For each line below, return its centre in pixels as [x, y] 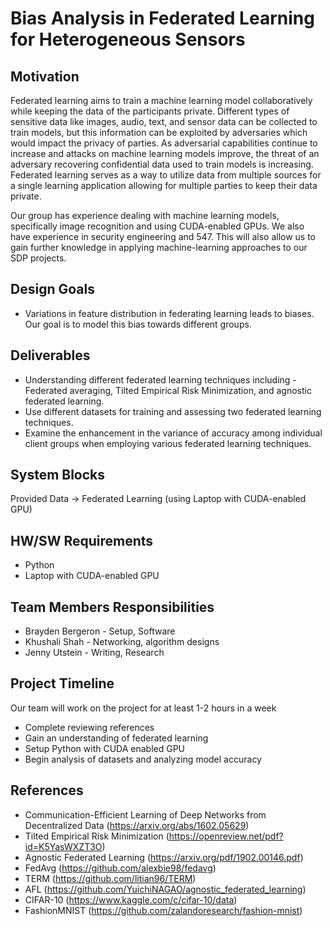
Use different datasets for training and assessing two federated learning [173, 411]
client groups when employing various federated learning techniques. [168, 443]
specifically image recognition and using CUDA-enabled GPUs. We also [157, 226]
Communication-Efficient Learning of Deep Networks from [145, 814]
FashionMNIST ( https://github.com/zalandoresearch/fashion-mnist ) [163, 910]
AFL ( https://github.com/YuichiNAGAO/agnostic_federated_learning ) [165, 889]
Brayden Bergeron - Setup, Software [100, 631]
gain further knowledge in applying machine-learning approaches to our [159, 247]
